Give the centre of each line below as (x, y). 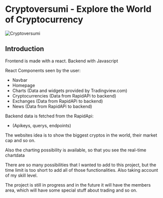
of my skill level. (21, 175)
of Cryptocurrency (44, 20)
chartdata (15, 155)
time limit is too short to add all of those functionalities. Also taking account (81, 170)
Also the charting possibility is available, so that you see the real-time (76, 150)
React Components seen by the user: (43, 70)
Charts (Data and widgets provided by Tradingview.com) (70, 91)
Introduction (25, 49)
